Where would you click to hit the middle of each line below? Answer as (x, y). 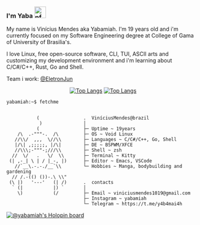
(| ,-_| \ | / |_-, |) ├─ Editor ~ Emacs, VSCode (80, 161)
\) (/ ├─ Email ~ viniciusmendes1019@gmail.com (104, 193)
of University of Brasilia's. (39, 42)
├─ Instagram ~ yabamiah (115, 199)
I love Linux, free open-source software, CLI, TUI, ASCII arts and (87, 54)
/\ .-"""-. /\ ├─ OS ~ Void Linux (75, 134)
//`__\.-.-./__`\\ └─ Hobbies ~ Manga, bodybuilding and (98, 166)
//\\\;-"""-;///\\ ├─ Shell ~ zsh (68, 150)
